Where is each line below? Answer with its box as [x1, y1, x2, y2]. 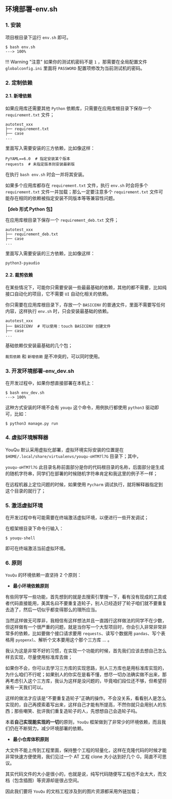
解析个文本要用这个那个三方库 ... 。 [38, 637, 113, 643]
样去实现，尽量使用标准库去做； [5, 654, 73, 660]
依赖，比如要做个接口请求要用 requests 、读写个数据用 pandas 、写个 [18, 631, 161, 637]
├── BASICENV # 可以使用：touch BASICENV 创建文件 [5, 324, 111, 329]
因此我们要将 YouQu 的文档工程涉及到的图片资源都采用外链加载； [5, 788, 141, 794]
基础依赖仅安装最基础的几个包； [5, 343, 73, 349]
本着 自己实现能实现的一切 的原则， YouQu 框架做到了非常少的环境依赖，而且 [5, 719, 162, 725]
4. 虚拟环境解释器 [5, 434, 49, 441]
